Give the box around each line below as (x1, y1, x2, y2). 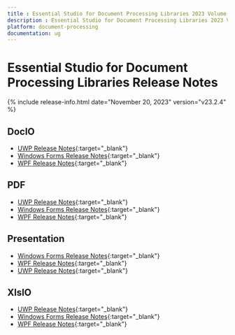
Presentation (7, 233, 65, 245)
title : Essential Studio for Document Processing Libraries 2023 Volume (7, 10, 227, 17)
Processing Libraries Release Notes (7, 75, 218, 91)
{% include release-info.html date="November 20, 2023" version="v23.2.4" (7, 98, 227, 106)
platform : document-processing (7, 23, 99, 30)
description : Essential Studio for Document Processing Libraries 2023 (7, 17, 224, 24)
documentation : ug (7, 29, 61, 37)
